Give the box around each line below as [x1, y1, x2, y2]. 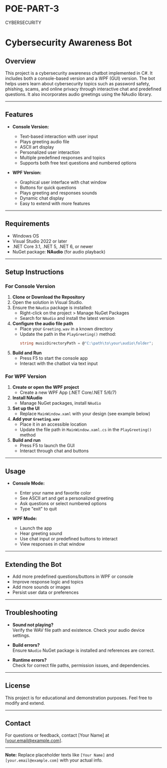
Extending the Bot [5, 560, 62, 569]
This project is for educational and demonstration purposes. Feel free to [5, 695, 153, 701]
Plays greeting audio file [19, 138, 70, 145]
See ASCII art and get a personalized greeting [19, 495, 114, 502]
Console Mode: [12, 480, 45, 487]
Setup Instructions [5, 267, 64, 276]
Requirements [5, 220, 50, 228]
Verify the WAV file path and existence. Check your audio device [12, 627, 145, 633]
